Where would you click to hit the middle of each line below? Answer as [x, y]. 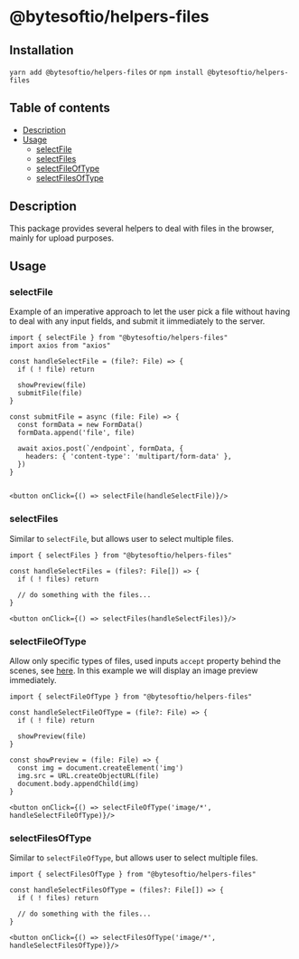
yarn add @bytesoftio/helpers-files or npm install [107, 71]
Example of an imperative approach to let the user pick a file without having [150, 312]
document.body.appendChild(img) [79, 783]
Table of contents [60, 108]
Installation [42, 50]
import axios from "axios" [60, 346]
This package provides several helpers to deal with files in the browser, [142, 228]
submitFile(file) [50, 394]
